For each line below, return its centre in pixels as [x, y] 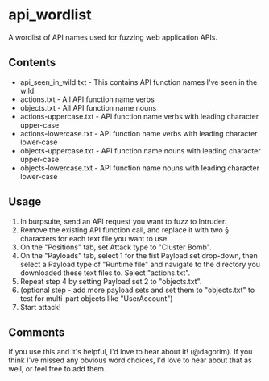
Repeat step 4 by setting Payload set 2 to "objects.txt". [111, 281]
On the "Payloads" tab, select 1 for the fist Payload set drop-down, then [139, 255]
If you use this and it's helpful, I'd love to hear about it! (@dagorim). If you [130, 352]
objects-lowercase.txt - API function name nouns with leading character [140, 168]
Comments [37, 332]
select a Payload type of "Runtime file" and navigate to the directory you [140, 264]
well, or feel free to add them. [57, 369]
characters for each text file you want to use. [94, 238]
